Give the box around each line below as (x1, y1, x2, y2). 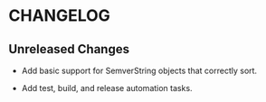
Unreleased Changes (8, 42, 130, 57)
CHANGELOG (8, 5, 110, 26)
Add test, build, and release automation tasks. (21, 83, 193, 93)
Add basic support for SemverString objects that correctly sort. (21, 65, 258, 76)
